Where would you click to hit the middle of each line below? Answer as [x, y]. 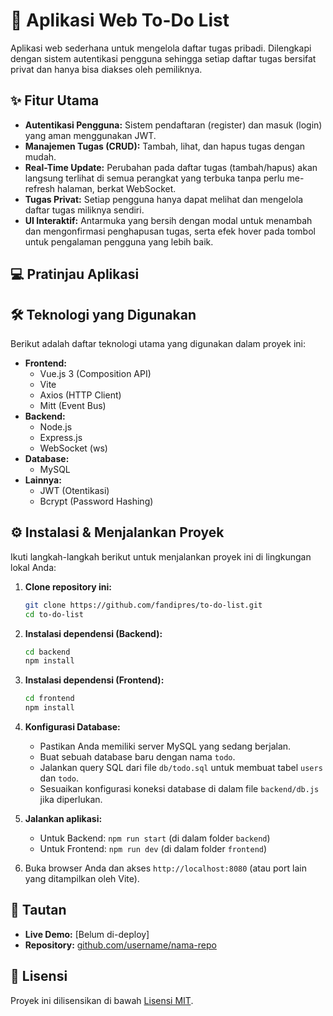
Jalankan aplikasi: [63, 819]
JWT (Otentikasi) [74, 490]
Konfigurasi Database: [72, 727]
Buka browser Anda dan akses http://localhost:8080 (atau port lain [165, 868]
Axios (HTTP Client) [80, 395]
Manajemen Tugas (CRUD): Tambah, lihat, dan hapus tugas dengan [165, 146]
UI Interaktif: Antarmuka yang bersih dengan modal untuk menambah [168, 220]
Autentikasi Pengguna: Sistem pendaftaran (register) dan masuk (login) [173, 125]
